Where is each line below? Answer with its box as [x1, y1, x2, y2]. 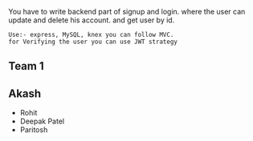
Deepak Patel [19, 116, 65, 127]
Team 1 [8, 59, 44, 73]
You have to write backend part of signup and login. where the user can [8, 7, 246, 16]
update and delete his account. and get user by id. [8, 15, 175, 25]
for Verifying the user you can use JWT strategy [8, 38, 178, 46]
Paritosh [19, 125, 48, 135]
